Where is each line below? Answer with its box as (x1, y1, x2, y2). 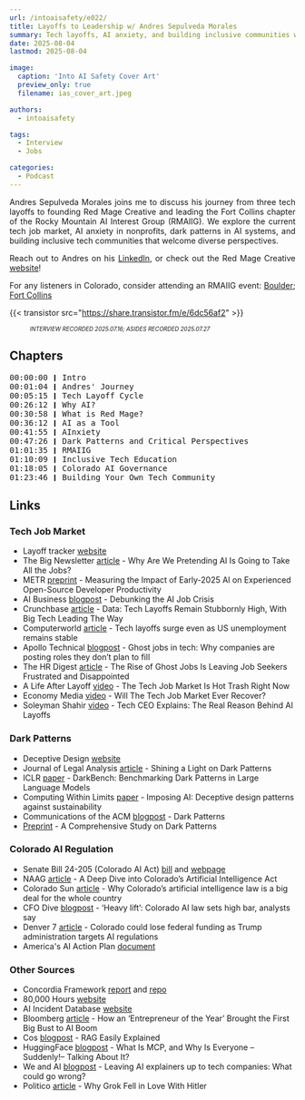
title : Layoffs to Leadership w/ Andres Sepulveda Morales (9, 22, 238, 31)
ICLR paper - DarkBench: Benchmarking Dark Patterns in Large (22, 772, 260, 783)
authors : (9, 105, 43, 114)
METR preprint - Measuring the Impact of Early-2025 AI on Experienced (22, 575, 292, 585)
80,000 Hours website (22, 994, 107, 1005)
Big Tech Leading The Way (22, 614, 124, 624)
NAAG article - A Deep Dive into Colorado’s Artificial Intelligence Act (22, 873, 278, 884)
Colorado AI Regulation (9, 843, 113, 856)
